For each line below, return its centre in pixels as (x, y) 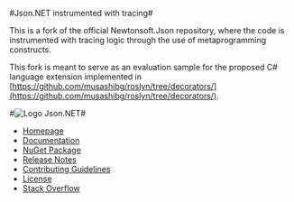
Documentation (51, 140)
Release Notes (49, 160)
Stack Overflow (51, 188)
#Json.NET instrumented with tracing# (81, 13)
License (37, 179)
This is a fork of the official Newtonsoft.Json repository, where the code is (147, 30)
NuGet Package (51, 150)
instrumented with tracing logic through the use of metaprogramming (138, 40)
